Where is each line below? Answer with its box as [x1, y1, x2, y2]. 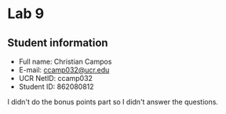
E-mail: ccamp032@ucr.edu [18, 65, 110, 75]
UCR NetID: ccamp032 [18, 74, 93, 83]
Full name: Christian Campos [18, 57, 112, 66]
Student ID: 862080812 [18, 82, 95, 91]
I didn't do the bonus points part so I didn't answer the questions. [7, 97, 219, 106]
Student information [7, 36, 108, 50]
